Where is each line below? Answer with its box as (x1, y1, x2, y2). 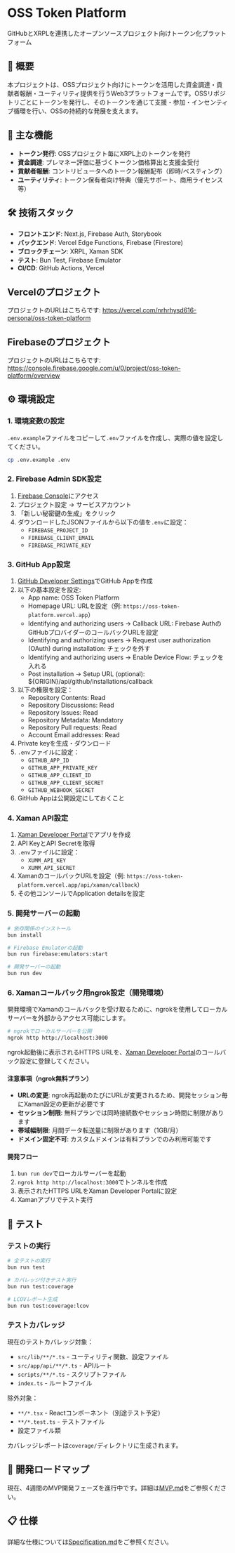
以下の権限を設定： (17, 686, 74, 694)
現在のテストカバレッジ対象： (7, 1337, 93, 1346)
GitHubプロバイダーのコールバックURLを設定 (27, 628, 159, 637)
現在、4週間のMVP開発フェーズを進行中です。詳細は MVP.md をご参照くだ (7, 1483, 221, 1492)
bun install (7, 932, 42, 939)
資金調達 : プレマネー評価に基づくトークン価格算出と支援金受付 (17, 158, 200, 166)
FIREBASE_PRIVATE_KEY (27, 542, 91, 549)
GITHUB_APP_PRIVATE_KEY (27, 765, 98, 772)
